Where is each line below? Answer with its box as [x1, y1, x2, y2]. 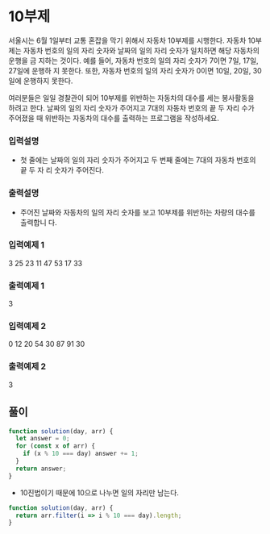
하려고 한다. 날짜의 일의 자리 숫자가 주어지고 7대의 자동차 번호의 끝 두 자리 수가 [8, 102, 255, 113]
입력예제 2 [8, 320, 47, 332]
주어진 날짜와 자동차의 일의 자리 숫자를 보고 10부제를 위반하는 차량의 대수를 [19, 207, 255, 217]
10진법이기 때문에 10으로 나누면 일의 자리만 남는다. [19, 487, 180, 497]
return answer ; [15, 465, 67, 473]
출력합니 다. [19, 217, 58, 227]
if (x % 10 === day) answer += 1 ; [23, 449, 139, 458]
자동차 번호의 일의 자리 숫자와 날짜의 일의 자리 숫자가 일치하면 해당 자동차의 [23, 45, 260, 55]
